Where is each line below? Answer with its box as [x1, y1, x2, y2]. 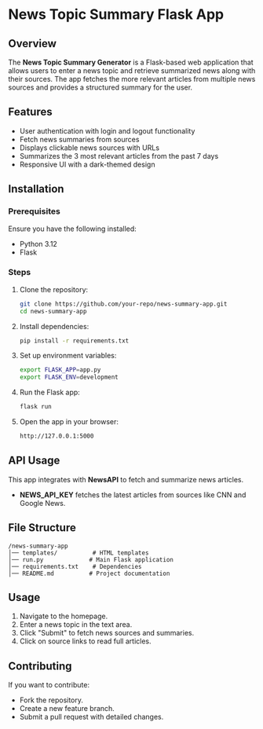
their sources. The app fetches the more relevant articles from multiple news [8, 75, 256, 83]
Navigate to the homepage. [19, 611, 108, 621]
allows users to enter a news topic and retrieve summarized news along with [8, 66, 256, 75]
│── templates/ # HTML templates [8, 548, 149, 557]
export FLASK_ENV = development [19, 373, 119, 382]
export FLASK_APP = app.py [19, 366, 101, 374]
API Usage [8, 454, 60, 467]
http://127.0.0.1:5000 [19, 432, 94, 441]
